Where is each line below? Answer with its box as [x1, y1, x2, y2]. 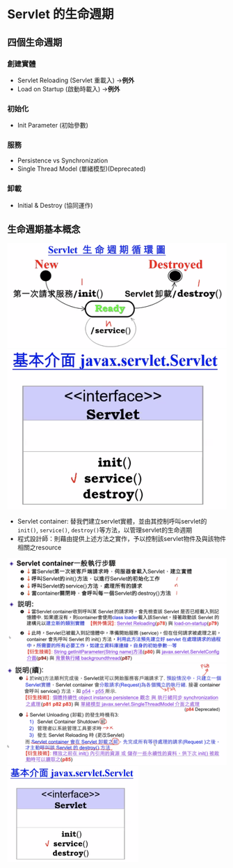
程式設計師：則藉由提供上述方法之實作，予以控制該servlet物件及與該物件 [17, 535, 226, 543]
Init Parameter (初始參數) [17, 121, 89, 130]
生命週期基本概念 [7, 224, 81, 236]
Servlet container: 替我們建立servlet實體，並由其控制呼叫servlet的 [17, 517, 207, 526]
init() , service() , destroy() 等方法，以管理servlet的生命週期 [17, 526, 193, 534]
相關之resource [17, 543, 62, 551]
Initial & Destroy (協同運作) [17, 201, 93, 209]
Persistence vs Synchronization [17, 156, 109, 165]
